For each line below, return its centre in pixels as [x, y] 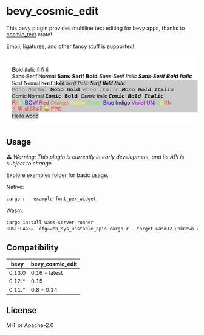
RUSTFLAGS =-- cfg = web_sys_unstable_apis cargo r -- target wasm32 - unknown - [102, 229]
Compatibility [32, 247]
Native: [15, 187]
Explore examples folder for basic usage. [58, 175]
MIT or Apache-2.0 [30, 325]
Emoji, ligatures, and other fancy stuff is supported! [70, 46]
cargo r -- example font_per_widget [51, 199]
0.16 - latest [47, 273]
